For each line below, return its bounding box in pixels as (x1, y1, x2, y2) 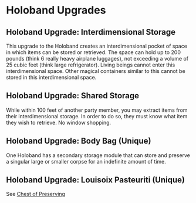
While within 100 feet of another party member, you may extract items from (6, 107, 188, 114)
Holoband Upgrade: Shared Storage (6, 91, 140, 101)
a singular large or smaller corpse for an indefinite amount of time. (6, 158, 166, 165)
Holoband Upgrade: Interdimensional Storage (6, 27, 176, 37)
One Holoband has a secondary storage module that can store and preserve (6, 151, 191, 159)
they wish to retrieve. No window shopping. (6, 119, 111, 126)
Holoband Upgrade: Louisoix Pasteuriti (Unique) (6, 175, 185, 185)
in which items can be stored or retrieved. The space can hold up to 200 (6, 49, 181, 56)
